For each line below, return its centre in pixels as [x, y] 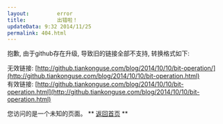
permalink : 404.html [37, 33]
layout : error [40, 14]
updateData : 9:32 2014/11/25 [49, 26]
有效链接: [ [23, 85]
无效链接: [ [23, 68]
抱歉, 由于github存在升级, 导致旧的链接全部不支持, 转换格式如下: [98, 53]
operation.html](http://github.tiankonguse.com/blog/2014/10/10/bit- [104, 92]
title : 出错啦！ [43, 20]
